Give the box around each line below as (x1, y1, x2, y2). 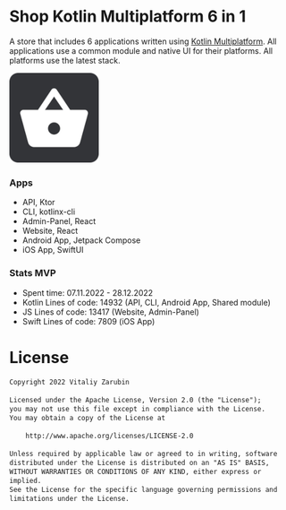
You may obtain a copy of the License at (9, 414, 166, 423)
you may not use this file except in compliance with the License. (9, 405, 266, 414)
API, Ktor (21, 197, 55, 208)
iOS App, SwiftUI (21, 245, 84, 255)
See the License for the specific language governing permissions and (9, 486, 278, 495)
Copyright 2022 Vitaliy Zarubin (9, 378, 130, 387)
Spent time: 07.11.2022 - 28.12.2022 (21, 287, 154, 298)
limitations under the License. (9, 495, 130, 504)
